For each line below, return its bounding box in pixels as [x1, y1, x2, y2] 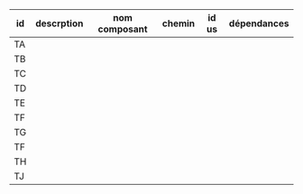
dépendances [228, 17, 289, 30]
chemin [161, 17, 196, 30]
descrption [35, 17, 84, 30]
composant [97, 23, 148, 35]
